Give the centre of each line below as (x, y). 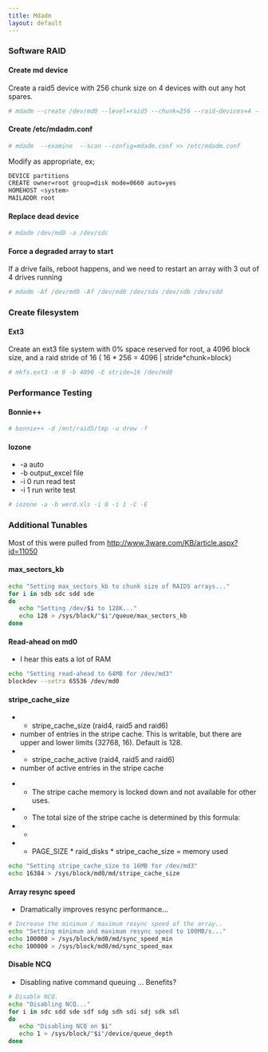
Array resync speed (42, 891)
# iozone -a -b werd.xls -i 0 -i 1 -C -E (78, 505)
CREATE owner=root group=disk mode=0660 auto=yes (93, 183)
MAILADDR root (32, 198)
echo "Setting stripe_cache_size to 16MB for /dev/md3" (103, 866)
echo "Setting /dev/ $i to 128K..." (78, 609)
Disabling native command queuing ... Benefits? (98, 982)
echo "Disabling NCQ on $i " (65, 1026)
